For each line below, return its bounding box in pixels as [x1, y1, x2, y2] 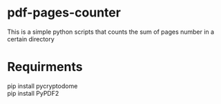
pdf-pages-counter [7, 5, 121, 21]
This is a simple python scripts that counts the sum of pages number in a [7, 28, 215, 36]
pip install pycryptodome [7, 81, 78, 90]
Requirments [7, 59, 83, 75]
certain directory [7, 34, 55, 43]
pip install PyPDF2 [7, 89, 59, 97]
